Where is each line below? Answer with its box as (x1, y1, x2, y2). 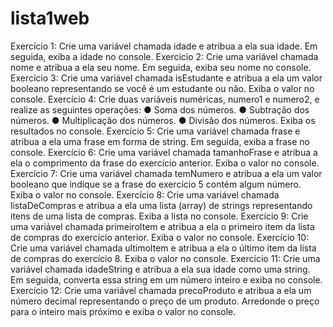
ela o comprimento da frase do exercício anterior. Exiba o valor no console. (10, 157, 320, 169)
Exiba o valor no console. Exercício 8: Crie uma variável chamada (10, 188, 280, 201)
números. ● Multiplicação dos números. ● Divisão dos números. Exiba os (10, 114, 316, 126)
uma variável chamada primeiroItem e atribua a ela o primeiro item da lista (10, 220, 315, 232)
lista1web (10, 7, 90, 30)
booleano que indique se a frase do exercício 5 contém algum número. (10, 178, 302, 190)
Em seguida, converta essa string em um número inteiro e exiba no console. (10, 273, 323, 286)
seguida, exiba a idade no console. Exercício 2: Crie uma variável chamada (10, 50, 319, 62)
